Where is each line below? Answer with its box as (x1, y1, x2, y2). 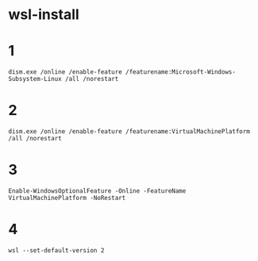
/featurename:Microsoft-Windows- (125, 68, 237, 76)
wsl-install (8, 6, 79, 24)
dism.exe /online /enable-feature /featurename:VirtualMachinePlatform (8, 128, 250, 136)
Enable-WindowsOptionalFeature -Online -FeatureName (8, 187, 187, 195)
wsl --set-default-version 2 (8, 246, 105, 255)
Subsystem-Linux (8, 75, 62, 83)
